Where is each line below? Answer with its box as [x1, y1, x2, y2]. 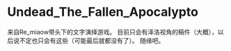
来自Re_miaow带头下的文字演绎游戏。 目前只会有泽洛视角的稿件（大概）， [7, 28, 218, 36]
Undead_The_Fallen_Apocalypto [7, 4, 198, 20]
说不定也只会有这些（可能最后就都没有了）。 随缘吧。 [13, 36, 165, 45]
